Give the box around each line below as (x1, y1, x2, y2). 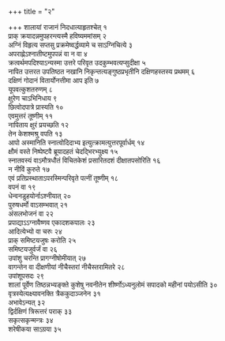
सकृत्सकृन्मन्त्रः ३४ (8, 316, 54, 324)
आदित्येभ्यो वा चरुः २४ (8, 227, 63, 236)
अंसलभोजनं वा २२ (8, 209, 54, 218)
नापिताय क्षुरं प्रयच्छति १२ (8, 120, 69, 129)
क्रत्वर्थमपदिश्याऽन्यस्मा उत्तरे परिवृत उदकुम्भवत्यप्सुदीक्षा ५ (8, 58, 146, 67)
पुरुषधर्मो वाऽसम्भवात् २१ (8, 200, 69, 209)
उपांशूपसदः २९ (8, 272, 45, 280)
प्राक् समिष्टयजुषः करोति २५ (8, 236, 77, 245)
